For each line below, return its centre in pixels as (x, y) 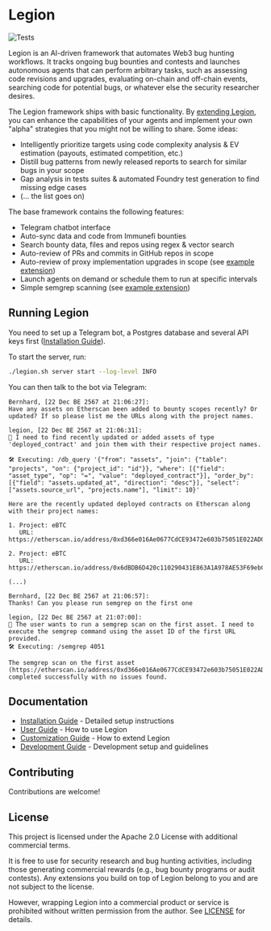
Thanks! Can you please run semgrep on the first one (101, 603)
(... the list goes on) (52, 196)
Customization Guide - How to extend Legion (95, 738)
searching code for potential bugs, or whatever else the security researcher (134, 87)
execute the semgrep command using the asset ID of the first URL (122, 631)
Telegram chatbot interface (65, 227)
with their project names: (54, 511)
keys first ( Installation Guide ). (57, 341)
